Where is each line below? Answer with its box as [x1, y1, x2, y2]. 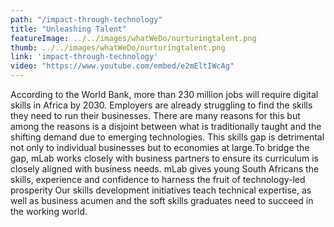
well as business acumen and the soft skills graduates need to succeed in [10, 195, 314, 206]
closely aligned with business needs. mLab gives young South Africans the [10, 163, 320, 175]
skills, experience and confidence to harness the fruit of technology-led [10, 174, 306, 185]
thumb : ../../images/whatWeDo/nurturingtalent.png [10, 42, 226, 53]
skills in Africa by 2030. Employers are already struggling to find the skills [10, 99, 313, 111]
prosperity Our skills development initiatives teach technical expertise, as [10, 184, 312, 196]
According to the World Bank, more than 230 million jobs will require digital [10, 89, 319, 100]
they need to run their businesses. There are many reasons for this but [10, 110, 301, 121]
